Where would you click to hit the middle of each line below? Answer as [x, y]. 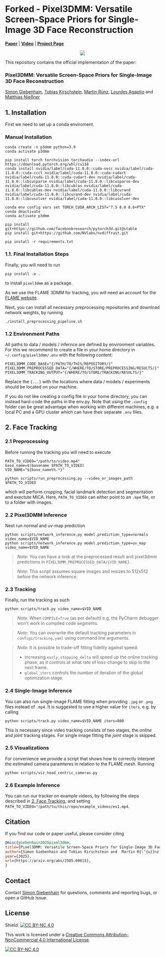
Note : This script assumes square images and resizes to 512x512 [82, 571]
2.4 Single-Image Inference [39, 691]
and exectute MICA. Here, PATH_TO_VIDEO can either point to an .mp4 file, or [80, 497]
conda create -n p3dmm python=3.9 [41, 147]
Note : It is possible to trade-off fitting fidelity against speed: [78, 647]
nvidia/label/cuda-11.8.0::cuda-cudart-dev [50, 177]
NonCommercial [22, 940]
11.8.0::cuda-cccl [24, 173]
